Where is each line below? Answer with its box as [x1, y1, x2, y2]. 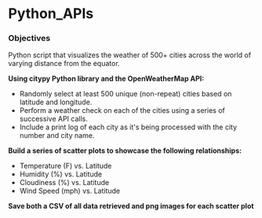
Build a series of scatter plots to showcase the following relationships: [8, 146, 242, 155]
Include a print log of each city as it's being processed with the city [19, 122, 238, 132]
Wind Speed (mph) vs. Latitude [19, 186, 120, 196]
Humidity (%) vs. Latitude [19, 169, 103, 179]
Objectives [8, 33, 51, 44]
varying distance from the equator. [8, 59, 120, 68]
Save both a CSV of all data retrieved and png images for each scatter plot [8, 202, 254, 211]
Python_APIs [8, 5, 94, 23]
